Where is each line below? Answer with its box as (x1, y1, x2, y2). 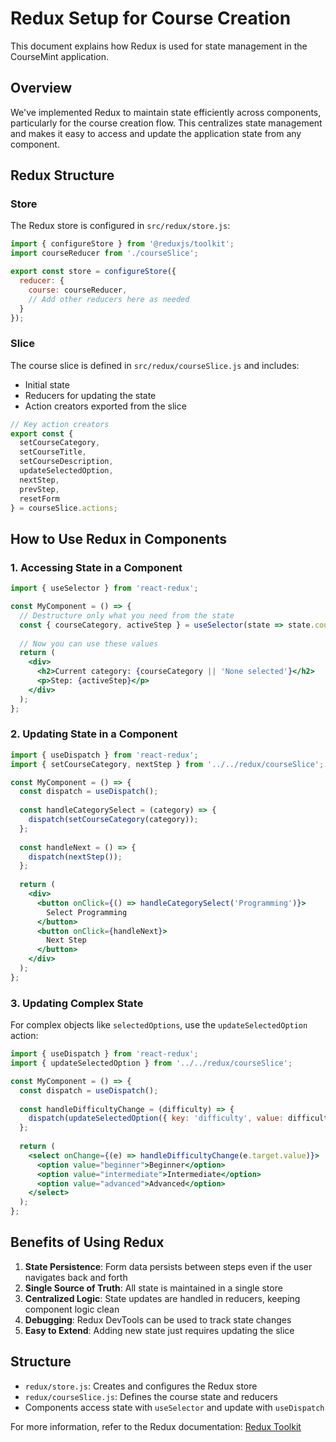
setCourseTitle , (19, 447, 87, 457)
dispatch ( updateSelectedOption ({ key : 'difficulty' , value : (28, 1113, 284, 1124)
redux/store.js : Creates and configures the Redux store (24, 1380, 258, 1392)
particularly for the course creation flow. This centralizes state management (10, 117, 323, 129)
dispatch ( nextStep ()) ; (28, 852, 123, 862)
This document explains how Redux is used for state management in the (10, 40, 308, 52)
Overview (10, 80, 73, 97)
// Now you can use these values (19, 638, 159, 649)
